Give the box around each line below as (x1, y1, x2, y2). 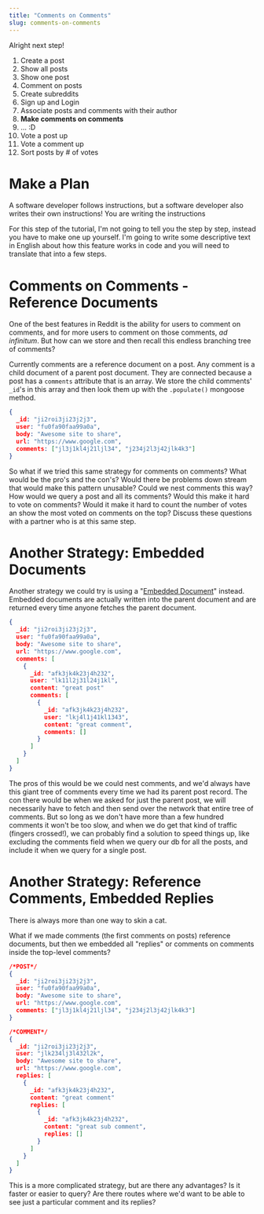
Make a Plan (9, 174, 90, 192)
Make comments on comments (20, 114, 124, 123)
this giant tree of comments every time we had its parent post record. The (9, 787, 248, 796)
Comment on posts (20, 80, 82, 90)
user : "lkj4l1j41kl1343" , (43, 713, 129, 721)
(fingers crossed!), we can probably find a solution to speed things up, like (9, 828, 250, 838)
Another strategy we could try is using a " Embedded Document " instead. (9, 587, 245, 596)
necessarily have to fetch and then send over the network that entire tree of (9, 803, 254, 813)
